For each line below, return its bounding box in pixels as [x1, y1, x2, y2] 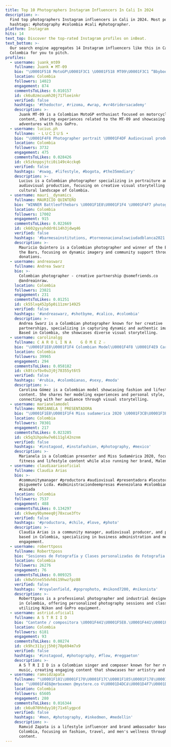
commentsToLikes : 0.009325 [14, 572, 72, 577]
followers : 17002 [14, 211, 51, 217]
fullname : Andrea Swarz [14, 264, 65, 269]
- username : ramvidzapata [10, 672, 65, 677]
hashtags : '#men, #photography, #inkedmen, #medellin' [14, 715, 133, 720]
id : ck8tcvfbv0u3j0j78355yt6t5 [14, 368, 81, 373]
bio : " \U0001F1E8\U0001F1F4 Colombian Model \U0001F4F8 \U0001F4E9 [14, 345, 158, 350]
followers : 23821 [14, 287, 51, 293]
